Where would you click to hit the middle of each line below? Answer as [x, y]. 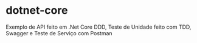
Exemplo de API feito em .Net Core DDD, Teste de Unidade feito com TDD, [98, 27]
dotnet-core [37, 10]
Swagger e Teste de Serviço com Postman [59, 33]
